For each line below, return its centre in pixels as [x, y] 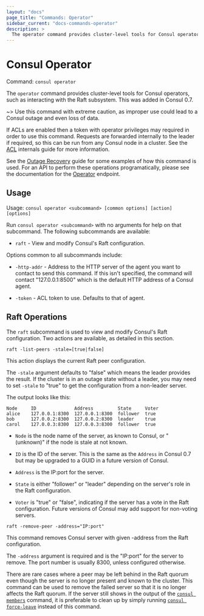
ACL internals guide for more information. [58, 149]
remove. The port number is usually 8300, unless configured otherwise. [96, 562]
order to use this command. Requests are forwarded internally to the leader [100, 136]
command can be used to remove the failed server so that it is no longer [97, 587]
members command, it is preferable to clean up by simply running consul [95, 600]
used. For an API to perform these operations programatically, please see [98, 167]
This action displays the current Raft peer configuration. [76, 360]
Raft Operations [37, 317]
